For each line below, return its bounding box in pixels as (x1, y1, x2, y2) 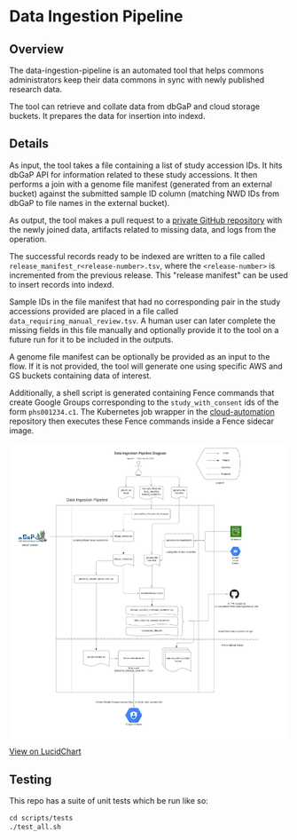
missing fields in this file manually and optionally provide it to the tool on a (9, 324, 279, 335)
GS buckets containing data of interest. (9, 370, 152, 381)
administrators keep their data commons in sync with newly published (9, 75, 265, 85)
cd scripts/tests (9, 814, 74, 823)
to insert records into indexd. (9, 279, 114, 289)
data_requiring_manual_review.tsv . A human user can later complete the (9, 315, 277, 326)
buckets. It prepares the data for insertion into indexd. (9, 111, 206, 121)
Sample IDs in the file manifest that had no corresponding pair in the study (9, 296, 281, 307)
